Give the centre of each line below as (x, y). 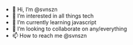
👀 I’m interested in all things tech (53, 16)
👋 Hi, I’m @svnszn (35, 9)
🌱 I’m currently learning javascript (54, 22)
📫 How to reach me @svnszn (49, 36)
